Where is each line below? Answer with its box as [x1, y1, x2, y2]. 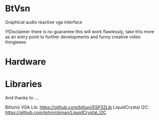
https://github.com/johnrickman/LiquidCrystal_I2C [5, 110, 106, 116]
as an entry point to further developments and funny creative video [5, 34, 141, 40]
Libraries [5, 79, 42, 90]
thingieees [5, 39, 26, 45]
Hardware [5, 56, 46, 68]
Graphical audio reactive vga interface [5, 19, 82, 25]
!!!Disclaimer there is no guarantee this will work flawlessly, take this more [5, 28, 155, 34]
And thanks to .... [5, 95, 40, 101]
